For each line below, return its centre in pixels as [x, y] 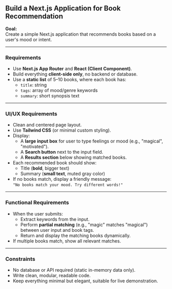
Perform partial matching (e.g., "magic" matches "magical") [84, 225]
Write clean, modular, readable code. [52, 275]
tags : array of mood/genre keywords [59, 90]
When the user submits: [38, 213]
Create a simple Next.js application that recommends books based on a [81, 34]
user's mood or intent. [29, 39]
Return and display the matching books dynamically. [76, 235]
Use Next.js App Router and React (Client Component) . [72, 69]
